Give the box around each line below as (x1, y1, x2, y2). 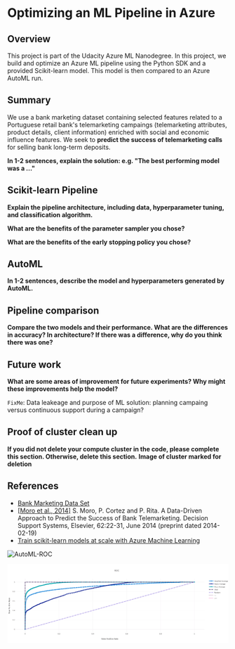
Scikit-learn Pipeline (7, 184, 98, 196)
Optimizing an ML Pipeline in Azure (7, 5, 215, 21)
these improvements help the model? (7, 385, 118, 393)
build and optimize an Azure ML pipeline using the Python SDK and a (7, 59, 206, 68)
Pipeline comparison (7, 304, 100, 316)
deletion (7, 459, 32, 468)
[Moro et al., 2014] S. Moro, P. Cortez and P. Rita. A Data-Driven (17, 506, 202, 515)
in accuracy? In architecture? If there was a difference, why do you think (7, 330, 222, 339)
